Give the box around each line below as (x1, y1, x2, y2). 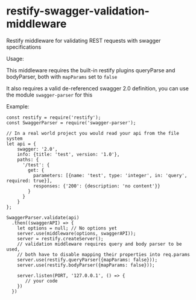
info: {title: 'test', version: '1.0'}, (17, 151, 120, 157)
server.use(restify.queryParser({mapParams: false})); (17, 257, 158, 263)
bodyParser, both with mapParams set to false (6, 73, 118, 80)
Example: (6, 102, 30, 110)
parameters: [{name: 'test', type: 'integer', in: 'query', (33, 172, 188, 178)
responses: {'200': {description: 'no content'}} (33, 183, 161, 189)
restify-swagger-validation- (6, 4, 150, 18)
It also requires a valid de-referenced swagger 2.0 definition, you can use (6, 84, 189, 92)
